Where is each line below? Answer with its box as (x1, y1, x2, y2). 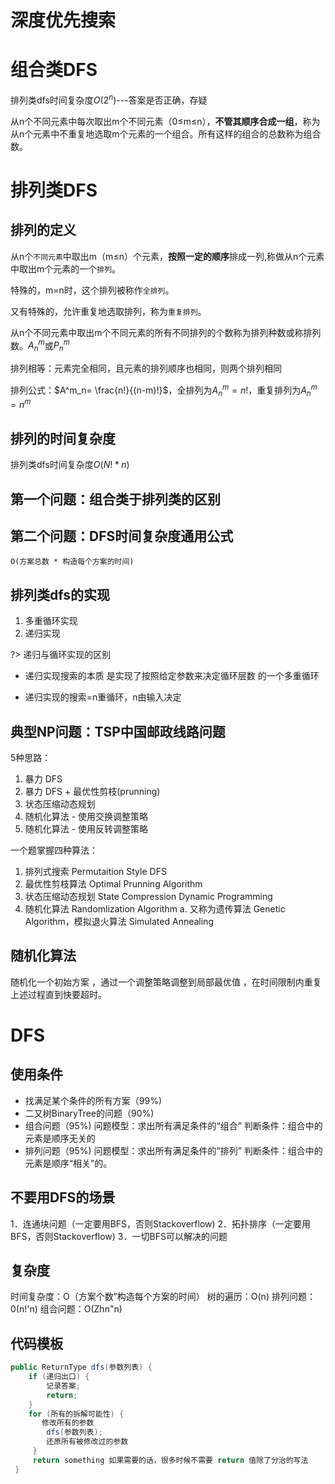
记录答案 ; (46, 1381, 82, 1391)
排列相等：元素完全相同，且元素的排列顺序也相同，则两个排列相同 (10, 362, 282, 375)
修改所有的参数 (41, 1418, 95, 1428)
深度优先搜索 (10, 9, 117, 32)
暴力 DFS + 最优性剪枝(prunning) (24, 785, 161, 797)
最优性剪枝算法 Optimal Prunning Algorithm (24, 877, 203, 890)
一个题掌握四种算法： (10, 844, 98, 856)
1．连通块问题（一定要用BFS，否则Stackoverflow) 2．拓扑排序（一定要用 (10, 1217, 312, 1230)
